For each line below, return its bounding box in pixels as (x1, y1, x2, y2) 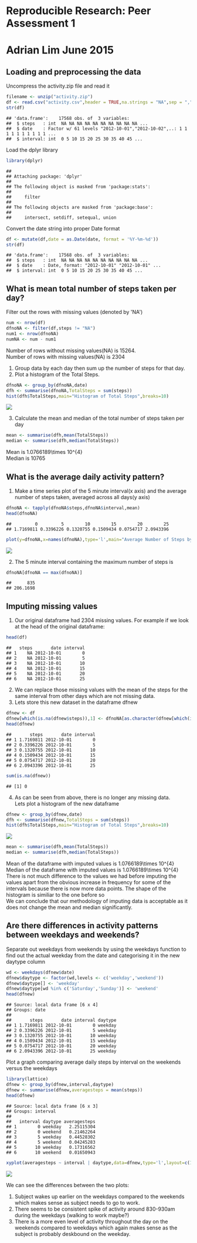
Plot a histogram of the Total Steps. (14, 370, 100, 377)
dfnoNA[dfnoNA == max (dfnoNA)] (6, 569, 83, 576)
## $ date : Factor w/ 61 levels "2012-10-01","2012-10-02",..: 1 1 (6, 125, 188, 132)
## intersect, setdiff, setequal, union (6, 215, 117, 220)
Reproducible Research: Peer (6, 4, 151, 18)
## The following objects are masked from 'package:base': (6, 204, 154, 210)
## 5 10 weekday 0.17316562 (6, 1144, 96, 1150)
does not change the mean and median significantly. (6, 904, 133, 911)
